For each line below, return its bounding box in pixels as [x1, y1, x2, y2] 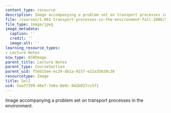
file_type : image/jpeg [5, 21, 53, 27]
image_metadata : [5, 26, 40, 32]
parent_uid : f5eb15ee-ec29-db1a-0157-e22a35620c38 [5, 69, 115, 74]
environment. [5, 102, 33, 108]
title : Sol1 [5, 78, 31, 83]
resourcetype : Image [5, 74, 49, 79]
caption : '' [10, 31, 36, 36]
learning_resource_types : [5, 45, 60, 50]
